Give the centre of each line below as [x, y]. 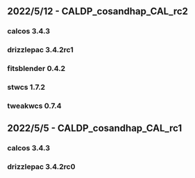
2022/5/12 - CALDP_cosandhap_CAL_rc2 [98, 11]
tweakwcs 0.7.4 [34, 106]
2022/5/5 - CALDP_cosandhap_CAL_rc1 [95, 128]
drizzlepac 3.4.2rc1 [41, 50]
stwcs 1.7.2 [26, 88]
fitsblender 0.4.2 [36, 69]
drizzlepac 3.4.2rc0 [41, 167]
